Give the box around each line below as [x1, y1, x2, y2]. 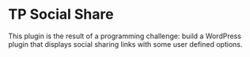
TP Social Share [8, 5, 114, 23]
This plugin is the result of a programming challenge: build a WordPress [8, 31, 241, 41]
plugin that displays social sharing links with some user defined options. [8, 39, 243, 48]
